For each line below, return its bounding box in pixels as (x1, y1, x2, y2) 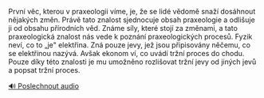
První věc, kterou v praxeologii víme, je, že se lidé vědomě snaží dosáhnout (8, 7, 256, 16)
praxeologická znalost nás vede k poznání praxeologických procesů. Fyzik (8, 32, 253, 41)
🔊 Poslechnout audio (8, 81, 80, 90)
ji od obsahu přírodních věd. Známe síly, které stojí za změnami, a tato (8, 24, 238, 32)
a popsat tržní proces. (8, 66, 81, 74)
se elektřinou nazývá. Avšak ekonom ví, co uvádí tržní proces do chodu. (8, 49, 245, 58)
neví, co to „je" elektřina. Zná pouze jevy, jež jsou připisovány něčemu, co (8, 40, 251, 50)
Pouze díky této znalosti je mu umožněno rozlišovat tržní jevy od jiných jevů (8, 57, 257, 66)
